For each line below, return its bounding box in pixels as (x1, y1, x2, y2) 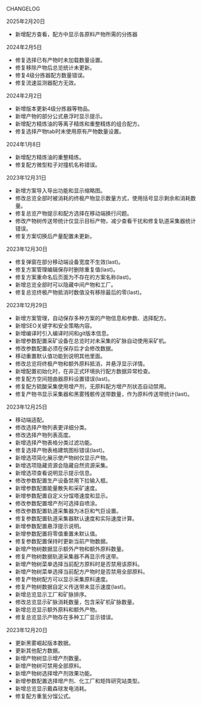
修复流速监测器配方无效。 (15, 79, 79, 86)
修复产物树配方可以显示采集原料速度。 (15, 576, 111, 582)
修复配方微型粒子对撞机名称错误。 (15, 161, 101, 168)
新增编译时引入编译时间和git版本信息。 (15, 330, 112, 336)
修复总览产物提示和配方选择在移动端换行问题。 (15, 209, 132, 217)
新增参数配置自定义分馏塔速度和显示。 (15, 492, 111, 499)
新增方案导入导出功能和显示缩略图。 (15, 187, 106, 194)
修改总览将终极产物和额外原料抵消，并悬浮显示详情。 (15, 360, 149, 367)
